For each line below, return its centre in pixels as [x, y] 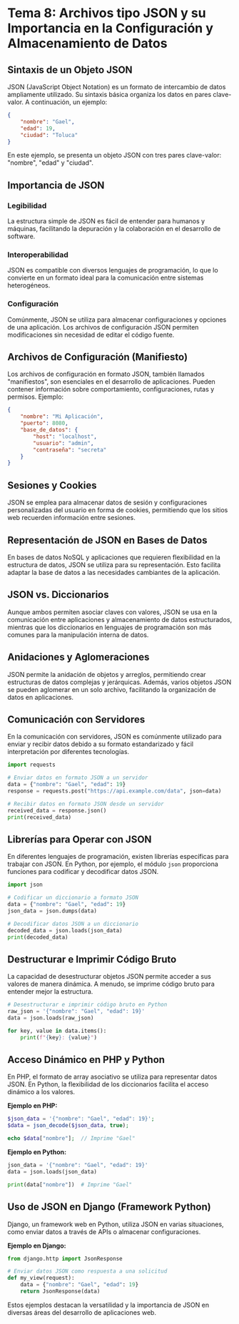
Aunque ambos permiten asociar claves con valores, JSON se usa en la [112, 612]
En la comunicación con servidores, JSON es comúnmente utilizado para [115, 737]
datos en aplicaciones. [40, 697]
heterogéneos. [29, 285]
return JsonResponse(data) [60, 1292]
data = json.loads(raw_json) [51, 1018]
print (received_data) [40, 817]
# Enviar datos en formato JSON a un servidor [78, 778]
